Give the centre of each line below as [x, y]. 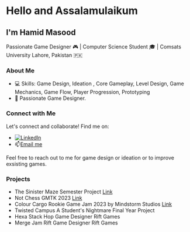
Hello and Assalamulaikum [72, 11]
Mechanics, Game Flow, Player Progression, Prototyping [82, 92]
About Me [20, 70]
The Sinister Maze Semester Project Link [63, 192]
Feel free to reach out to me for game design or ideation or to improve [90, 157]
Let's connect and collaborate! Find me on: [58, 126]
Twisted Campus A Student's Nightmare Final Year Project [84, 210]
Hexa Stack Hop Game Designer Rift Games [67, 216]
